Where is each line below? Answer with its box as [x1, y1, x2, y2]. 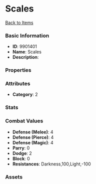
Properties [5, 67, 31, 74]
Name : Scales [12, 49, 41, 55]
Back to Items [5, 20, 33, 26]
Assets [5, 173, 23, 180]
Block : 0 [12, 155, 30, 161]
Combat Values [5, 117, 43, 124]
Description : [12, 54, 39, 60]
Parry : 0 [12, 145, 30, 151]
